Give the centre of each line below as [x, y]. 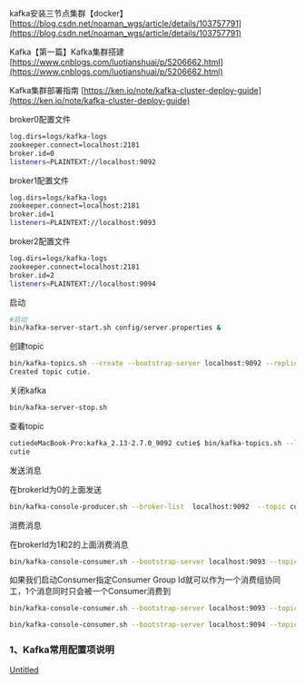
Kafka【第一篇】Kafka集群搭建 [67, 52]
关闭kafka [28, 390]
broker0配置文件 [40, 119]
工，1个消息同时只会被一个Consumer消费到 [90, 591]
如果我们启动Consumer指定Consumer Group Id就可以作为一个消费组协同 [145, 580]
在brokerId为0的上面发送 [56, 489]
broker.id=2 [32, 275]
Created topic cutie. [50, 372]
